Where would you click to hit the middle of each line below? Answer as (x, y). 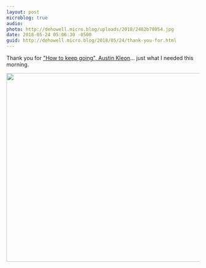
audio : (15, 23)
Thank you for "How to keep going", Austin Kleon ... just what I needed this (100, 58)
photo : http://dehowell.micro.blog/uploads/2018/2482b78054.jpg (90, 29)
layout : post (23, 12)
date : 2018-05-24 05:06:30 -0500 (49, 35)
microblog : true (27, 18)
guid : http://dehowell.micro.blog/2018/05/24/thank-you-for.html (91, 40)
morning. (18, 64)
